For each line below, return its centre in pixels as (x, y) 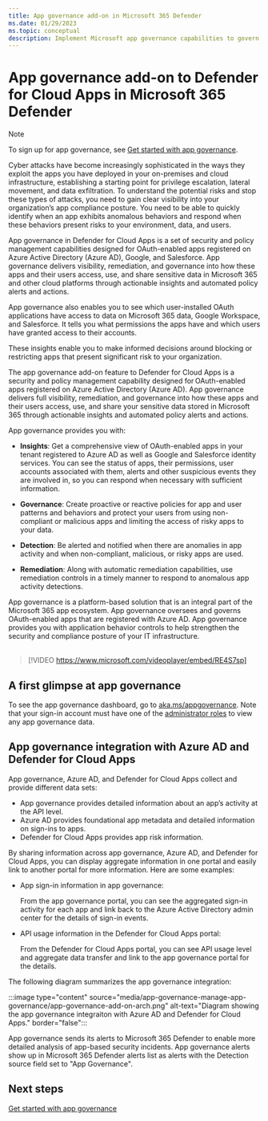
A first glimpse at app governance (95, 686)
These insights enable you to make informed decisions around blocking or (130, 348)
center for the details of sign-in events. (84, 918)
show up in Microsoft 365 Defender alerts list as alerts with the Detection (129, 1055)
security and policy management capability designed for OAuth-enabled (127, 381)
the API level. (42, 811)
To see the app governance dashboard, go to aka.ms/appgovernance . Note (132, 705)
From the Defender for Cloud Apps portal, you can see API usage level (136, 948)
